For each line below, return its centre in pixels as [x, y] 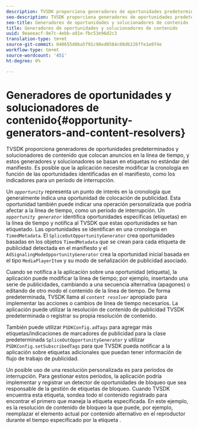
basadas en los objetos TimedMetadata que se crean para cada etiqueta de [96, 242]
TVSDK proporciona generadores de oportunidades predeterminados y [92, 149]
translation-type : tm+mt [37, 39]
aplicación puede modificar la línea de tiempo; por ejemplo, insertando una [97, 278]
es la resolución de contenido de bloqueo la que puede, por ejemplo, [90, 408]
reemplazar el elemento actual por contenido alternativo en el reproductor [96, 414]
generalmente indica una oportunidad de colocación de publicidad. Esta [93, 198]
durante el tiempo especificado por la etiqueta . [64, 420]
